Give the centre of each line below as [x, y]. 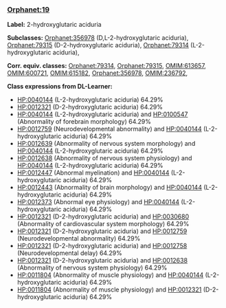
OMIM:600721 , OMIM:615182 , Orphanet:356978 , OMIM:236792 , [98, 73]
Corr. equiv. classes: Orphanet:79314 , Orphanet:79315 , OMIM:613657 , [106, 66]
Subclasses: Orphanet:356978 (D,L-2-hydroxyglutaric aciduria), [98, 38]
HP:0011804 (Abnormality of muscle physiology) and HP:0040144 [110, 275]
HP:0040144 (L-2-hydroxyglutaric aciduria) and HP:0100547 [102, 114]
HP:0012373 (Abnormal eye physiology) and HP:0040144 [98, 202]
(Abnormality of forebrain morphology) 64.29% [84, 122]
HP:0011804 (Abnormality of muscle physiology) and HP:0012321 [109, 289]
